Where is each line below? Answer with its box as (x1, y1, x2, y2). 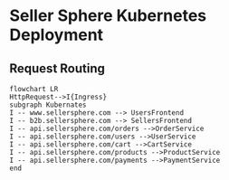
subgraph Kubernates (9, 100, 88, 109)
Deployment (9, 24, 104, 45)
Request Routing (9, 61, 106, 76)
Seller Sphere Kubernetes (9, 5, 207, 26)
